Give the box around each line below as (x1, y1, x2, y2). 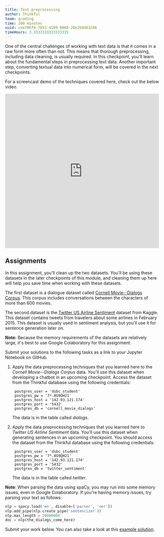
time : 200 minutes (5, 21, 42, 26)
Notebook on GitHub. (5, 354, 48, 360)
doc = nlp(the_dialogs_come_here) (5, 517, 76, 523)
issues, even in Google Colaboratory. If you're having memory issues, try (5, 489, 152, 495)
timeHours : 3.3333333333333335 (5, 30, 69, 35)
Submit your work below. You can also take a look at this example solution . (5, 526, 155, 533)
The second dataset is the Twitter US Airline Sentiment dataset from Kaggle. (5, 309, 159, 315)
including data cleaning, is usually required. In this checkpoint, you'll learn (5, 54, 154, 59)
